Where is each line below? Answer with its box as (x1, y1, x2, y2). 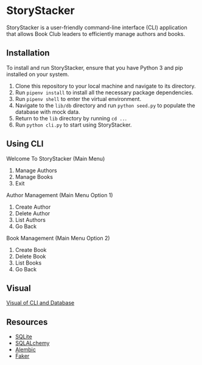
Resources (6, 317, 48, 327)
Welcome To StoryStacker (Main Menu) (6, 155, 105, 162)
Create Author (15, 203, 51, 210)
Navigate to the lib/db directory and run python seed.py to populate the (15, 102, 196, 109)
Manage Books (15, 173, 54, 180)
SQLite (15, 333, 32, 341)
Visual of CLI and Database (6, 299, 75, 307)
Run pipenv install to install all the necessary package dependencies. (15, 89, 193, 96)
